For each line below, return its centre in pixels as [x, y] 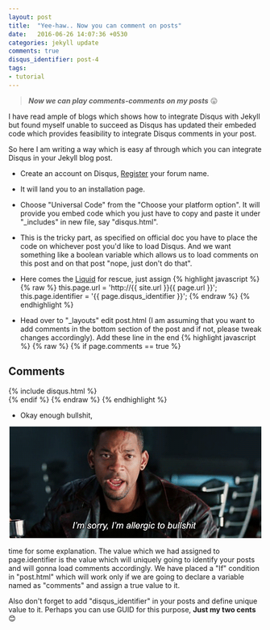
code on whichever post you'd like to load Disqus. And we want [125, 246]
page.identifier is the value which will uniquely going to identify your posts [132, 559]
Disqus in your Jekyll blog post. [60, 157]
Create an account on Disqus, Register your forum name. [114, 173]
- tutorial [27, 77]
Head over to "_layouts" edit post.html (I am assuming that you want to [137, 320]
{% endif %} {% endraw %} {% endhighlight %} [88, 399]
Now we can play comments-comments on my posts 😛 [123, 100]
